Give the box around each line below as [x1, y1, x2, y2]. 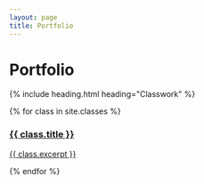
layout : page [9, 12, 58, 22]
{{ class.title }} [9, 128, 75, 140]
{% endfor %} [9, 165, 61, 176]
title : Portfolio [9, 21, 74, 30]
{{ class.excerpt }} [9, 148, 77, 159]
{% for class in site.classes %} [9, 106, 122, 116]
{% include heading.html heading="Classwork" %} [9, 89, 196, 100]
